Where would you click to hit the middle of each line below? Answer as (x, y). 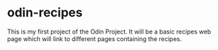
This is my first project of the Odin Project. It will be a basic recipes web (109, 32)
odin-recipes (45, 13)
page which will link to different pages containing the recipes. (95, 38)
